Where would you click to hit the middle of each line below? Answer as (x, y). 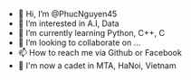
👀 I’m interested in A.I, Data (68, 23)
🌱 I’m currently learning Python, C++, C (91, 33)
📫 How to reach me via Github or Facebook (100, 53)
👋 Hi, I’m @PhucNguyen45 (67, 14)
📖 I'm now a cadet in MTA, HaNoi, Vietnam (97, 66)
